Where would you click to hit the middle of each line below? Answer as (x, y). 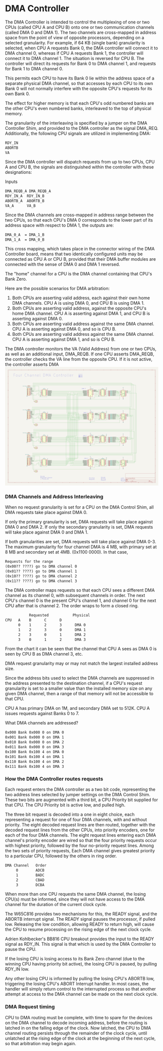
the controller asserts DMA (32, 364)
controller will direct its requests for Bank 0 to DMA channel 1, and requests (81, 63)
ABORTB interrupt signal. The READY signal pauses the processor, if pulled (80, 919)
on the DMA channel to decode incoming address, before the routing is (76, 1023)
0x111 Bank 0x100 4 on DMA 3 (35, 767)
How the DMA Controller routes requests (54, 779)
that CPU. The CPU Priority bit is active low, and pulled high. (65, 805)
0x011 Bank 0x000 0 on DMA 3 (35, 747)
